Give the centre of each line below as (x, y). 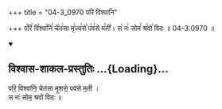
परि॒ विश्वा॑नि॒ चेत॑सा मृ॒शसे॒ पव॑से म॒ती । (54, 88)
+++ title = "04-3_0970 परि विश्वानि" (63, 12)
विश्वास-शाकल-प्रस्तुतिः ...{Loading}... (88, 69)
